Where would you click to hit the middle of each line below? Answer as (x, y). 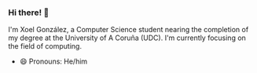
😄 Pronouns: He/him (53, 61)
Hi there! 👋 (29, 13)
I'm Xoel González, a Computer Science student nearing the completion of (128, 30)
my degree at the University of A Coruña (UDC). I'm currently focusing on (127, 38)
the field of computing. (45, 46)
